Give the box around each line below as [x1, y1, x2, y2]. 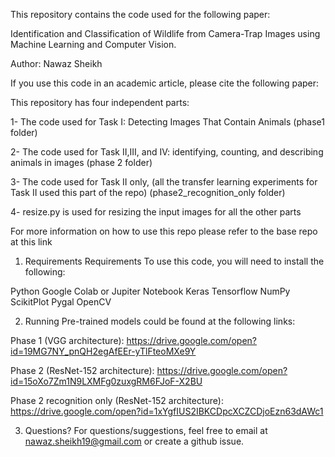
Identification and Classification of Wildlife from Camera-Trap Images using [10, 28, 321, 39]
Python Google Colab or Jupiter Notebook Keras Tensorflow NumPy [10, 285, 291, 297]
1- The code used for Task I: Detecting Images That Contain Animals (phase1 [10, 116, 325, 128]
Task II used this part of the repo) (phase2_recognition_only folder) [10, 187, 286, 198]
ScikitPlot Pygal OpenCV [10, 296, 112, 308]
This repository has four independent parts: [10, 97, 190, 108]
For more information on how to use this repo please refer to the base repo [10, 225, 318, 237]
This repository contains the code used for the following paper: [10, 9, 271, 20]
